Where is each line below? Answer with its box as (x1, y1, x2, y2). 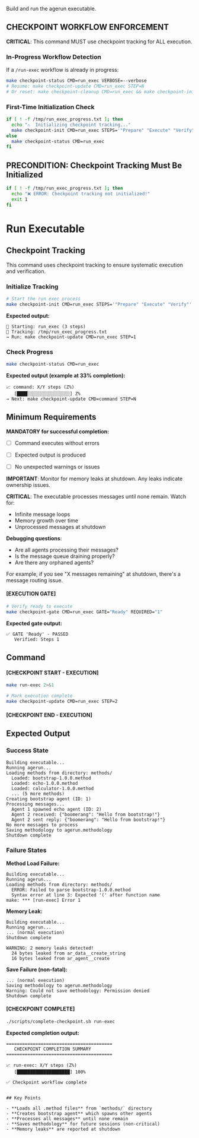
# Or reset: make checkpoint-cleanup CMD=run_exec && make (6, 88, 155, 94)
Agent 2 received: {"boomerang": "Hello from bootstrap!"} (11, 812, 161, 818)
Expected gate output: (6, 620, 62, 627)
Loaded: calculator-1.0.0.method (11, 786, 94, 792)
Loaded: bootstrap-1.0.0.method (11, 775, 92, 781)
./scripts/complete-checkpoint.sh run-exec (6, 1018, 115, 1025)
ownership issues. (6, 481, 50, 489)
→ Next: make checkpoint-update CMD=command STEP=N (6, 396, 136, 402)
